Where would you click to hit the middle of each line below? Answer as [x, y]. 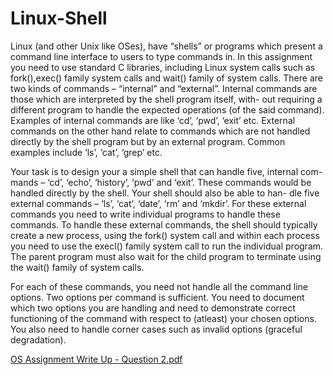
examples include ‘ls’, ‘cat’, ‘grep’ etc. [86, 152]
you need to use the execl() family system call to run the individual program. [167, 246]
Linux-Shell [59, 18]
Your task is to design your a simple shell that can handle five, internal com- [166, 171]
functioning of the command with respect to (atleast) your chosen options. [163, 318]
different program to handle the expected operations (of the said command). [167, 109]
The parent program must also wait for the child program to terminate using [166, 256]
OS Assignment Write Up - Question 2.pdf [96, 359]
